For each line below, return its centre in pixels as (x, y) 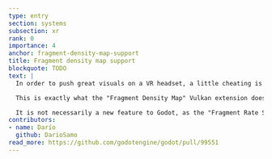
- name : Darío (32, 128)
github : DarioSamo (47, 135)
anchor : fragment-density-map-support (74, 53)
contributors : (32, 120)
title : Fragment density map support (72, 61)
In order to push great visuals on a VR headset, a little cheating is (139, 83)
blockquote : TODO (38, 69)
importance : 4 (32, 46)
